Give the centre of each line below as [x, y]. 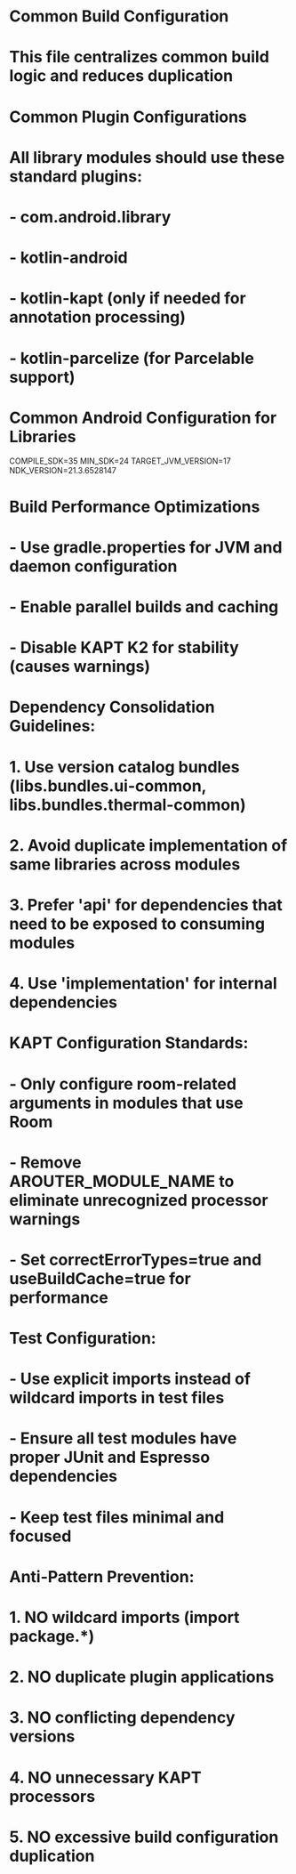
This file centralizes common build [139, 57]
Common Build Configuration [119, 16]
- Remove [45, 1162]
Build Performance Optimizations [135, 507]
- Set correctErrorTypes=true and [136, 1260]
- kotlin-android [69, 258]
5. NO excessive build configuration [144, 1837]
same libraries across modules [125, 864]
